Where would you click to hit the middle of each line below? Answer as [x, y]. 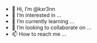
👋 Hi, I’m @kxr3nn [34, 9]
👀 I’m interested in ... [36, 15]
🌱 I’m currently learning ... [43, 21]
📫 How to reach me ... [39, 34]
